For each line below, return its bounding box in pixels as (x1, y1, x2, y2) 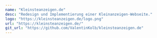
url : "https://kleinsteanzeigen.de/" (5, 21, 84, 26)
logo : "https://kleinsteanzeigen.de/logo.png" (5, 16, 104, 21)
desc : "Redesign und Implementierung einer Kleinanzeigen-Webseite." (5, 12, 153, 17)
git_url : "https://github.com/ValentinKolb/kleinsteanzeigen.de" (5, 26, 144, 31)
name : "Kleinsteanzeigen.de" (5, 7, 66, 12)
